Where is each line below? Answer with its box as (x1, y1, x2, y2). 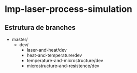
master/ (11, 36, 28, 42)
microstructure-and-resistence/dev (26, 63, 100, 69)
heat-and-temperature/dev (26, 52, 82, 58)
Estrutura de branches (4, 23, 76, 32)
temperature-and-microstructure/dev (26, 58, 103, 63)
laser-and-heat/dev (26, 47, 67, 53)
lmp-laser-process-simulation (4, 3, 133, 15)
